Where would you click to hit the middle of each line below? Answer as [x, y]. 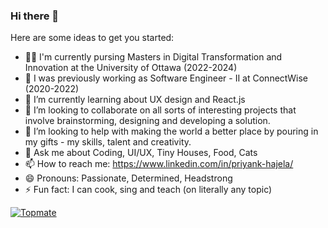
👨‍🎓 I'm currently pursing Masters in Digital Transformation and [153, 57]
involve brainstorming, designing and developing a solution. [147, 121]
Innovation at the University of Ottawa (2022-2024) [131, 68]
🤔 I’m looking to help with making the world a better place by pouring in [171, 131]
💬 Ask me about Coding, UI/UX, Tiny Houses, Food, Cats [141, 153]
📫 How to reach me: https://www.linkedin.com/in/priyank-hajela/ [159, 164]
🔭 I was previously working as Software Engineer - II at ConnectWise [166, 78]
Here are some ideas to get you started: [92, 38]
